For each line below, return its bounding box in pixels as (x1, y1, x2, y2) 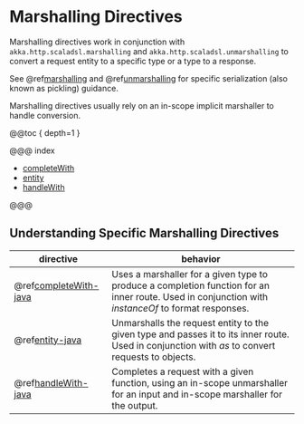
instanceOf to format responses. (111, 302, 250, 314)
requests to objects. (111, 351, 196, 363)
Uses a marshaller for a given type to (111, 267, 269, 280)
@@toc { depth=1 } (9, 127, 81, 138)
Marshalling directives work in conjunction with (9, 36, 185, 47)
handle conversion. (9, 110, 81, 120)
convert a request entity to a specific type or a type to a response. (9, 55, 256, 66)
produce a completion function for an (111, 279, 270, 292)
